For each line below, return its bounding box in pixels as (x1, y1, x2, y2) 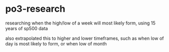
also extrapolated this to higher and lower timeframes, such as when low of (5, 35, 164, 41)
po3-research (5, 3, 66, 15)
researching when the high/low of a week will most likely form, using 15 (5, 20, 156, 26)
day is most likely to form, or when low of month (5, 40, 107, 46)
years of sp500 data (5, 25, 48, 31)
